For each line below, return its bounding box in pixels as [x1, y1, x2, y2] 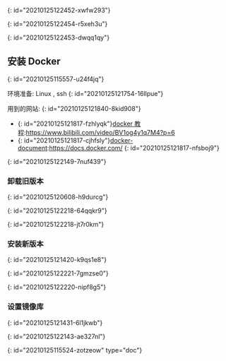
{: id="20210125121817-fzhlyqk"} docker [17, 119, 133, 128]
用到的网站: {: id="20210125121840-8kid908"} [7, 104, 141, 112]
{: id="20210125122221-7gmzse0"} [7, 269, 109, 278]
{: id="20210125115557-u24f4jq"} [7, 74, 105, 83]
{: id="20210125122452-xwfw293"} [7, 6, 111, 14]
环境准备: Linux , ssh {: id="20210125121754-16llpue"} [7, 89, 164, 97]
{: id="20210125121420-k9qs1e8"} [7, 256, 107, 264]
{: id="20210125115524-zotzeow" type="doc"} [7, 345, 143, 354]
